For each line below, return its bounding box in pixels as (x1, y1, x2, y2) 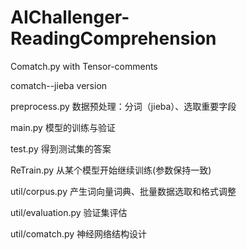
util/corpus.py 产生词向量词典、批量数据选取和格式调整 (10, 185, 237, 197)
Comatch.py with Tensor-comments (10, 60, 158, 72)
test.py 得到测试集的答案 (10, 142, 112, 155)
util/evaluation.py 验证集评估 (10, 206, 128, 218)
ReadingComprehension (10, 27, 217, 50)
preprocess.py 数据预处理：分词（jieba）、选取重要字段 (10, 100, 237, 112)
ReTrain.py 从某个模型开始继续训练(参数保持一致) (10, 164, 212, 176)
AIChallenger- (10, 6, 130, 29)
